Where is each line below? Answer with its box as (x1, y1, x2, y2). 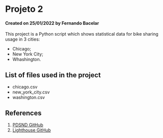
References (5, 109, 42, 117)
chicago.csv (12, 84, 38, 90)
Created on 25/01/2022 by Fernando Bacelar (5, 20, 99, 26)
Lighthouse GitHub (12, 127, 51, 133)
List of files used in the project (5, 71, 101, 79)
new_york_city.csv (12, 89, 50, 95)
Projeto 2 (5, 3, 43, 15)
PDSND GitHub (12, 122, 44, 128)
